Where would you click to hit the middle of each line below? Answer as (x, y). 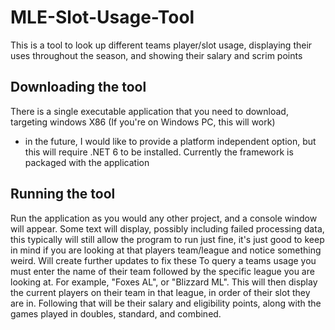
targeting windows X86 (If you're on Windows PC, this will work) (143, 122)
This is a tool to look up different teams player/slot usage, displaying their (161, 45)
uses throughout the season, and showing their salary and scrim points (156, 55)
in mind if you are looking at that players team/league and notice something (166, 250)
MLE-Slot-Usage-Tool (102, 17)
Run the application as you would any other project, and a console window (164, 218)
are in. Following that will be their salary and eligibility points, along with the (166, 303)
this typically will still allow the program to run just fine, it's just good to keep (167, 239)
